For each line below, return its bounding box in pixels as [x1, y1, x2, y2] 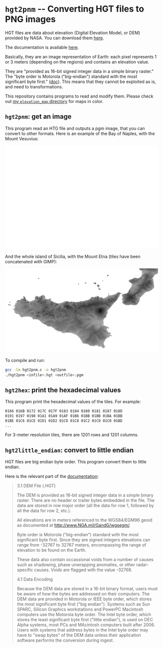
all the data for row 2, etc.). [16, 508, 71, 513]
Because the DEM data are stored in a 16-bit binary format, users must [16, 586, 158, 592]
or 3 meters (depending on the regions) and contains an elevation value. [5, 59, 149, 65]
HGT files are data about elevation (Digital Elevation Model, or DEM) [5, 30, 141, 35]
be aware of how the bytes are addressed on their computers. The [16, 591, 150, 597]
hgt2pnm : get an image [5, 113, 72, 121]
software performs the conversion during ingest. [16, 637, 114, 643]
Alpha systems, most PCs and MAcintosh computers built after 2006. [16, 622, 155, 628]
